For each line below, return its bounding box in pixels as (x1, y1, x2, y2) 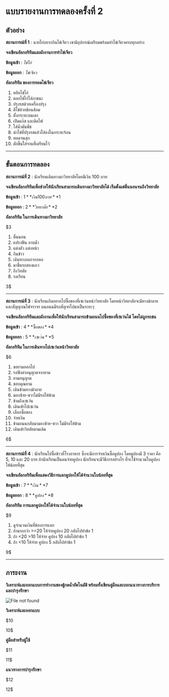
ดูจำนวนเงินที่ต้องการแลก (13, 522, 55, 528)
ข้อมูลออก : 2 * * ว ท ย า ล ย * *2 (6, 203, 58, 210)
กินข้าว (13, 250, 25, 257)
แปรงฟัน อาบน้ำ (13, 239, 39, 245)
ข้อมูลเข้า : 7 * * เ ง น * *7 (6, 482, 48, 488)
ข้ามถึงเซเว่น (13, 397, 34, 403)
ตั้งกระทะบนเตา (13, 112, 39, 118)
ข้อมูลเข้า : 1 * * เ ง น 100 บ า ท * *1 (6, 193, 61, 199)
